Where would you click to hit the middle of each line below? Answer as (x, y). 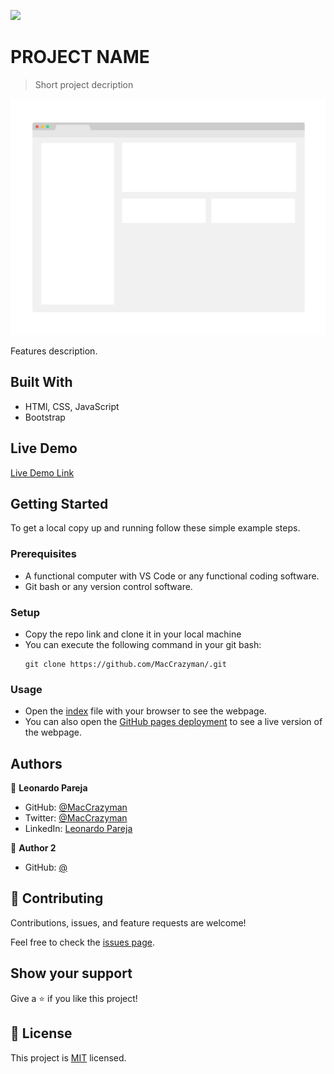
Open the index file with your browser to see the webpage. (145, 711)
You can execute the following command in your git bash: (143, 644)
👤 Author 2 (33, 848)
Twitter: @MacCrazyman (76, 818)
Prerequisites (43, 554)
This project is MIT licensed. (68, 1057)
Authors (36, 763)
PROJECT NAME (80, 57)
